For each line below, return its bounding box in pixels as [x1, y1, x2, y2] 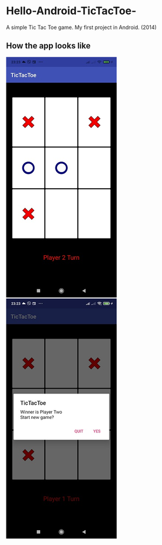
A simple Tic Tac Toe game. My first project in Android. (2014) [6, 24, 157, 31]
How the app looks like [6, 41, 91, 51]
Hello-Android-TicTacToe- [6, 4, 137, 18]
